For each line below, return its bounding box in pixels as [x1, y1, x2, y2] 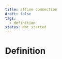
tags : [5, 16, 16, 21]
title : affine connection [5, 7, 57, 12]
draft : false [5, 12, 31, 16]
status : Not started [5, 25, 47, 30]
